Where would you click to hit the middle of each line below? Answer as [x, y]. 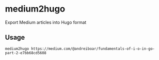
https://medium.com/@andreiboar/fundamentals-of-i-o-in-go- [93, 49]
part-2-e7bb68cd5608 [26, 53]
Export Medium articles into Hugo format [46, 22]
